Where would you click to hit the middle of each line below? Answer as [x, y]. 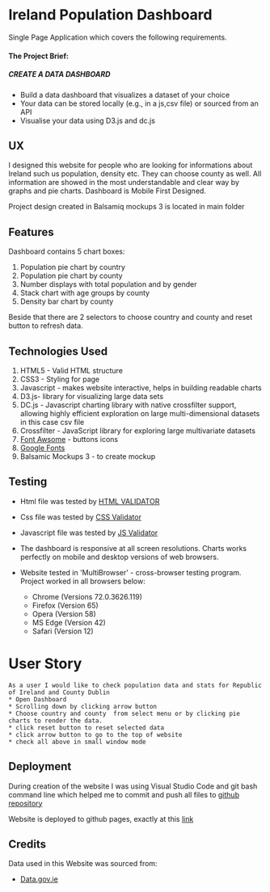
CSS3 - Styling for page [59, 379]
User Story [45, 663]
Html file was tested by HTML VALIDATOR [90, 501]
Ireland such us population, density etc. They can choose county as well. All [135, 174]
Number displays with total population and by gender [108, 284]
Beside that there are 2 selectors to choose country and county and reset [131, 318]
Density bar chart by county [67, 301]
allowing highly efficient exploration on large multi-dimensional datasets [140, 413]
